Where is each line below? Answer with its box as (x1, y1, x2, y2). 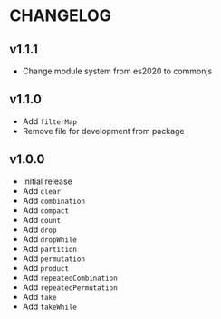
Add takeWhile (22, 301, 77, 312)
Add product (22, 262, 70, 273)
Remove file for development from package (22, 125, 185, 136)
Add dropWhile (22, 233, 77, 245)
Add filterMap (22, 115, 77, 127)
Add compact (22, 205, 70, 216)
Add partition (22, 243, 77, 254)
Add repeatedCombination (22, 272, 118, 283)
